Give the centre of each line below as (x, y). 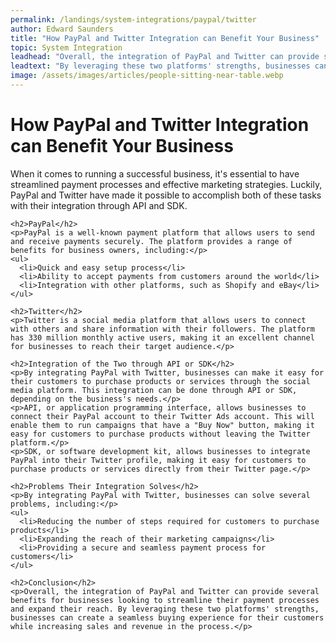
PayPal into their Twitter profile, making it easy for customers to (158, 460)
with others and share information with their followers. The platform (162, 329)
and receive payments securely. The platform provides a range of (151, 241)
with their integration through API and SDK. (99, 205)
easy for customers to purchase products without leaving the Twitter (160, 434)
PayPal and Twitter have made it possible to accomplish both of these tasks (166, 195)
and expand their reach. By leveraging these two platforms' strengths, (165, 609)
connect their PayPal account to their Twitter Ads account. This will (162, 416)
